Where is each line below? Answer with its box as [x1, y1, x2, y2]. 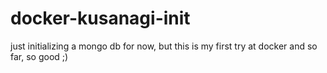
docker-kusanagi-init [10, 7, 191, 30]
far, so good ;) [10, 50, 69, 62]
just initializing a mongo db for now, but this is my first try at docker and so [10, 40, 318, 52]
